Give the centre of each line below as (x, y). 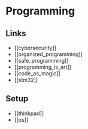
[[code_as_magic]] (37, 73)
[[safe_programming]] (41, 61)
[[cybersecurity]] (35, 48)
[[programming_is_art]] (43, 67)
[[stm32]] (26, 80)
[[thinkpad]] (29, 113)
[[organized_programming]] (48, 54)
